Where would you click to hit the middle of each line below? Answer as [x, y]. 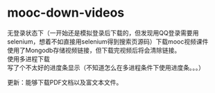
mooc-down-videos [66, 13]
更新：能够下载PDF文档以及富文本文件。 [65, 82]
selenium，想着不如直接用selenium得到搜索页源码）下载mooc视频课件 [108, 41]
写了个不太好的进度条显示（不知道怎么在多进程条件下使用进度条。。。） [106, 67]
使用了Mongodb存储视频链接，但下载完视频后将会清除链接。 [94, 50]
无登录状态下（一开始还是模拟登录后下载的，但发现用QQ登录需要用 [103, 33]
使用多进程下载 [28, 59]
